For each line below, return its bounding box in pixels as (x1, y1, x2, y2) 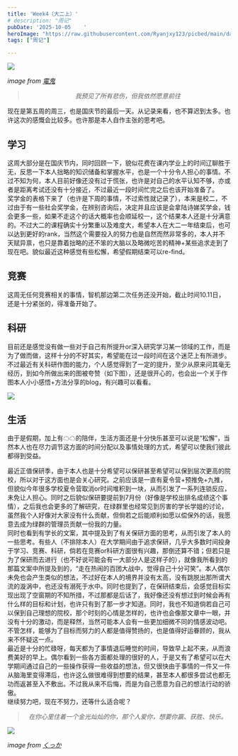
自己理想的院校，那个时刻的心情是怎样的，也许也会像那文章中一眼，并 (25, 608, 231, 618)
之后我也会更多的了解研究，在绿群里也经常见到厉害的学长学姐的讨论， (22, 502, 228, 511)
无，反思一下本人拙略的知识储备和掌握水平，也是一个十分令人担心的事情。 (7, 168, 225, 176)
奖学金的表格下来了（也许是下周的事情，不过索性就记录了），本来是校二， (7, 194, 222, 202)
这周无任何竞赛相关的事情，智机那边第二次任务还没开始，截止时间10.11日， (7, 290, 225, 299)
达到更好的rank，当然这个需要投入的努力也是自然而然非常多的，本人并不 (13, 229, 225, 238)
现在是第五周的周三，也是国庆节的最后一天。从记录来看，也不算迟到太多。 (7, 107, 225, 116)
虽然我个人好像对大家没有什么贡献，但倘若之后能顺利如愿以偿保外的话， (7, 511, 218, 520)
